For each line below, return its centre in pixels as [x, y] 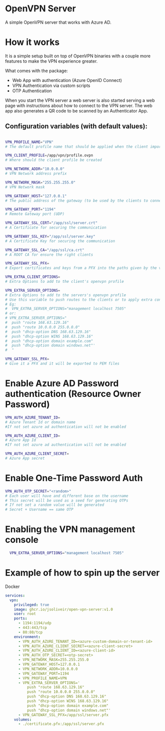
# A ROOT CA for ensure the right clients [49, 255]
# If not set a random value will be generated [55, 505]
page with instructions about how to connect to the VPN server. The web [79, 105]
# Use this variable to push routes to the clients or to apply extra [79, 300]
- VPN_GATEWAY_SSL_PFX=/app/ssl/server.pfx [63, 715]
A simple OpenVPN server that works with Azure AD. [58, 22]
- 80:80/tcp [30, 632]
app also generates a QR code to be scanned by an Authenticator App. [77, 111]
